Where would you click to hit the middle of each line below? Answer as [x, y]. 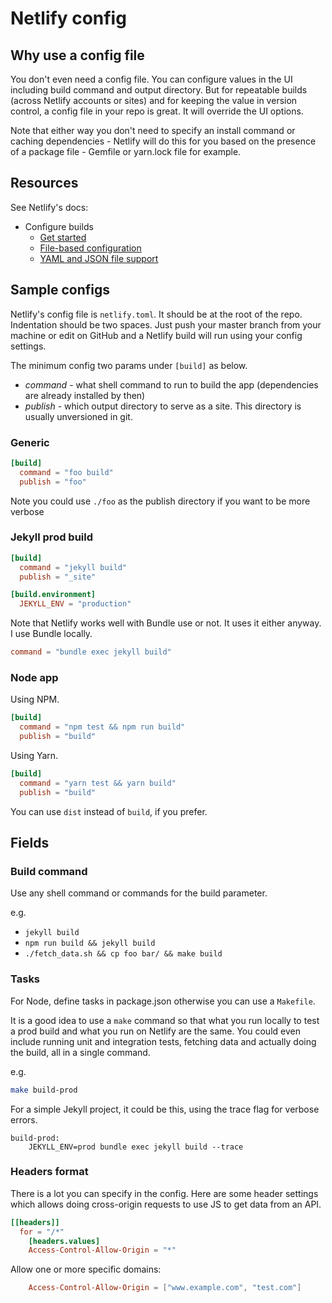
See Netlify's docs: [49, 207]
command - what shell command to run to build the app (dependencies [171, 384]
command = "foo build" [66, 472]
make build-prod [44, 1090]
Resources [44, 183]
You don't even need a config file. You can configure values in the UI [151, 79]
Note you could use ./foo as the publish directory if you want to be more [160, 501]
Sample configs [60, 290]
